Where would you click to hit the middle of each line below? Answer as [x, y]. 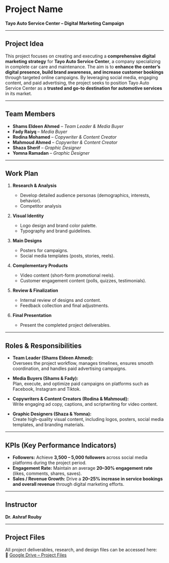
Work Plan [22, 173]
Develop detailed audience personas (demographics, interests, [85, 196]
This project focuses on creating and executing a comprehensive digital [80, 56]
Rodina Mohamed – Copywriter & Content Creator [65, 137]
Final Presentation [32, 316]
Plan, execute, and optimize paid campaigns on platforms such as [81, 384]
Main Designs [27, 241]
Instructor [21, 505]
